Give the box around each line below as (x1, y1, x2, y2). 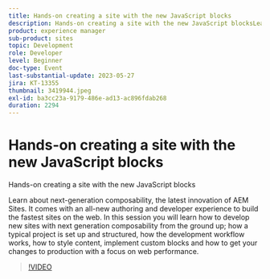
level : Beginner (8, 57, 63, 65)
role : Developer (8, 49, 63, 57)
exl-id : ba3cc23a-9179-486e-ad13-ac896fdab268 (8, 94, 167, 102)
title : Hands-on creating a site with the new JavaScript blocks (8, 11, 231, 20)
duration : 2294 (8, 101, 59, 109)
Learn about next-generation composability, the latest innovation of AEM (8, 195, 249, 205)
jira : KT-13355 (8, 79, 59, 87)
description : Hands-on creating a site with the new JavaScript (8, 19, 228, 27)
